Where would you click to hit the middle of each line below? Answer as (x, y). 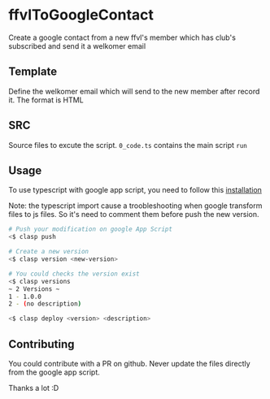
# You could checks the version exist (74, 274)
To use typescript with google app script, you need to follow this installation (135, 190)
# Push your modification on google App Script (91, 229)
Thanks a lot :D (34, 388)
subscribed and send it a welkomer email (77, 46)
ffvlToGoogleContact (81, 15)
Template (33, 72)
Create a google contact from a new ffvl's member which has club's (122, 37)
